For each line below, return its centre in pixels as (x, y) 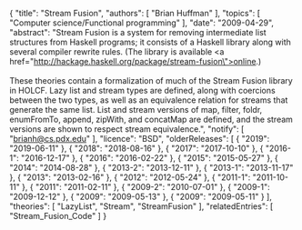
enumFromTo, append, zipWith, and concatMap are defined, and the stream (151, 119)
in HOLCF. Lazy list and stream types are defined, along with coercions (142, 90)
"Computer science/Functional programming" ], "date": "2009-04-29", (142, 23)
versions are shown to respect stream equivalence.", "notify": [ (127, 129)
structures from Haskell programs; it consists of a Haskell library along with (150, 42)
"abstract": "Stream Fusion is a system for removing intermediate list (138, 32)
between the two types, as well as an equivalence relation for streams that (149, 100)
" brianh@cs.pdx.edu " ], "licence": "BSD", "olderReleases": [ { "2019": (140, 139)
